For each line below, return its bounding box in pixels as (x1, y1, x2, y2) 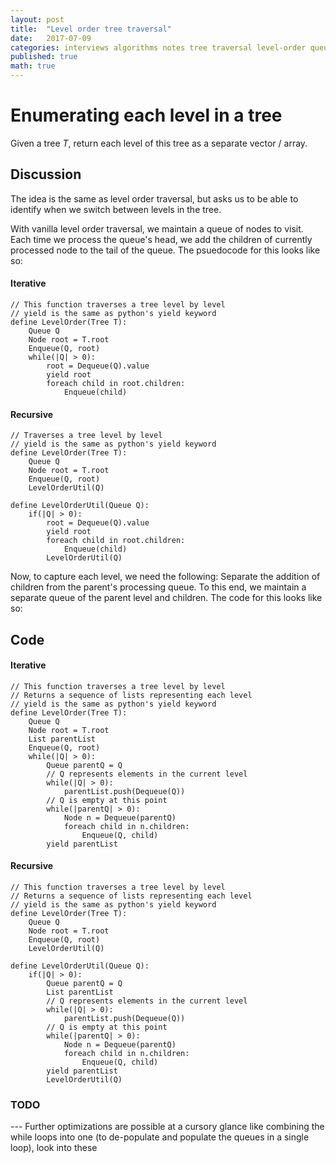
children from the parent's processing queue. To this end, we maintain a (10, 581, 307, 593)
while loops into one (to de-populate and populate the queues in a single (10, 1131, 310, 1143)
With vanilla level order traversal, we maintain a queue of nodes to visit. (10, 222, 304, 235)
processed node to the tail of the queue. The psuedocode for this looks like (10, 244, 321, 256)
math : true (10, 61, 56, 71)
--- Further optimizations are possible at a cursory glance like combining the (10, 1121, 325, 1133)
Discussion (10, 166, 82, 183)
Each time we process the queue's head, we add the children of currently (10, 233, 313, 245)
